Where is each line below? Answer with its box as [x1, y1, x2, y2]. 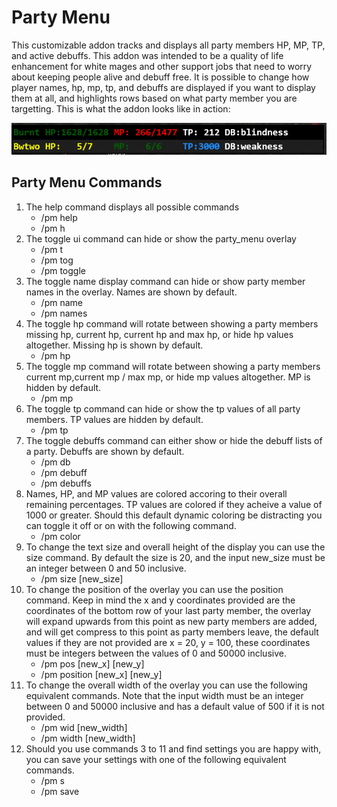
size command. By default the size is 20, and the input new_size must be [25, 551, 326, 563]
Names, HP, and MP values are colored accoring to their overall [25, 487, 288, 500]
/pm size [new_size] [40, 572, 124, 585]
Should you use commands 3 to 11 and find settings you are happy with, [25, 742, 322, 755]
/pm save [40, 785, 80, 797]
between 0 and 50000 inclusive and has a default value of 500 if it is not [25, 700, 325, 712]
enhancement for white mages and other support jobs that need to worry [11, 60, 313, 72]
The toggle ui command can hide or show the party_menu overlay [25, 232, 297, 245]
